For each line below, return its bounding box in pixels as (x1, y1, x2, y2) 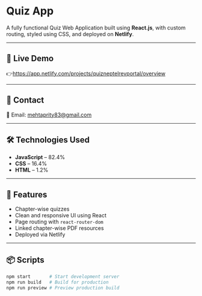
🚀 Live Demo (6, 53, 54, 64)
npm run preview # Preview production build (6, 285, 120, 291)
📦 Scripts (6, 255, 45, 265)
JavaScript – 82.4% (14, 154, 66, 161)
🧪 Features (6, 189, 47, 199)
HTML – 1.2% (14, 166, 49, 174)
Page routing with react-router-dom (14, 218, 103, 226)
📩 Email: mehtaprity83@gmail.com (6, 111, 92, 118)
